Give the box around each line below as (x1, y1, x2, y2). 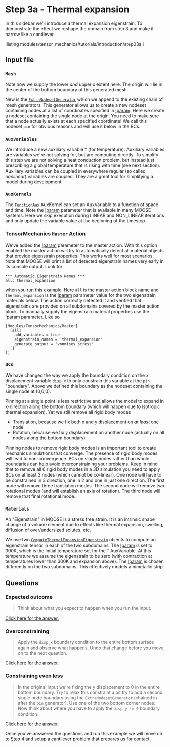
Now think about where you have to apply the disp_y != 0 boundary (17, 705, 160, 711)
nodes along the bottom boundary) (12, 435, 86, 441)
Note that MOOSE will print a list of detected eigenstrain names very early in (5, 258, 164, 264)
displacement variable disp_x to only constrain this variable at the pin (5, 377, 150, 384)
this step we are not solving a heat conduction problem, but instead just (5, 157, 155, 163)
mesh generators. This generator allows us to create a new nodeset (5, 101, 146, 108)
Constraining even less (5, 672, 63, 680)
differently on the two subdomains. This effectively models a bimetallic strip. (5, 564, 164, 570)
